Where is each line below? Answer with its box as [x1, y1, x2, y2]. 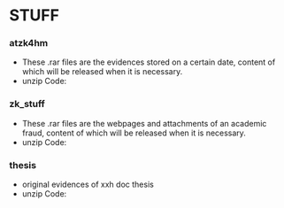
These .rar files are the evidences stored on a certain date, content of [21, 57, 276, 67]
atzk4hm [9, 37, 49, 50]
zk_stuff [9, 98, 46, 111]
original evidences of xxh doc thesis [21, 179, 155, 190]
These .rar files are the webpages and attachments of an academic [21, 118, 267, 128]
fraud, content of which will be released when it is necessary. [21, 127, 246, 138]
